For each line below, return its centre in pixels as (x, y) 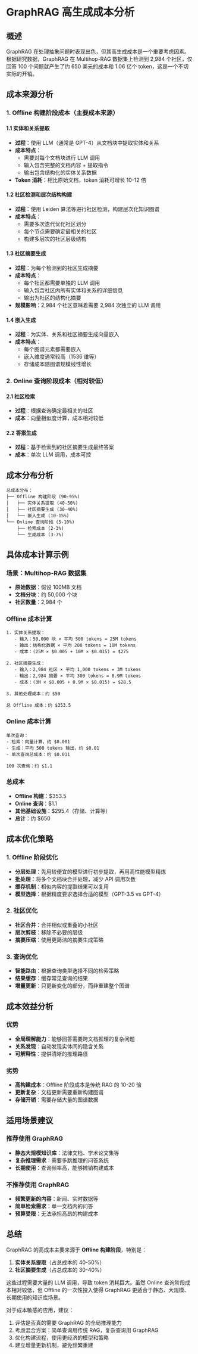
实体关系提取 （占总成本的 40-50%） (60, 1262)
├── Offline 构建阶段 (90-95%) (43, 497)
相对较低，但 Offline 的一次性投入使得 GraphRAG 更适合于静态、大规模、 (100, 1290)
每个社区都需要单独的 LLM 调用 (62, 282)
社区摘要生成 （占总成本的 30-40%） (60, 1269)
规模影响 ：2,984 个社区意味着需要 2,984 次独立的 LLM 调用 (88, 305)
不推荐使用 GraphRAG (38, 1185)
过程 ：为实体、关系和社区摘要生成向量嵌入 (67, 334)
